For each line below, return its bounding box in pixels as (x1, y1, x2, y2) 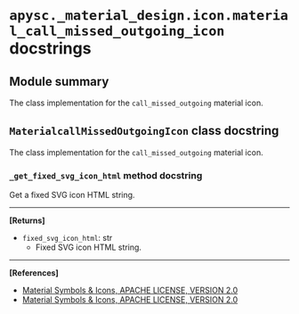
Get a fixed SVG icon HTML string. (9, 190, 135, 201)
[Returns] (9, 215, 46, 226)
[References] (9, 268, 60, 278)
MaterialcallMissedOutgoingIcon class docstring (9, 123, 279, 138)
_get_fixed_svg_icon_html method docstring (9, 169, 203, 181)
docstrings (9, 38, 92, 59)
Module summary (9, 74, 109, 89)
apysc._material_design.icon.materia (9, 7, 289, 24)
